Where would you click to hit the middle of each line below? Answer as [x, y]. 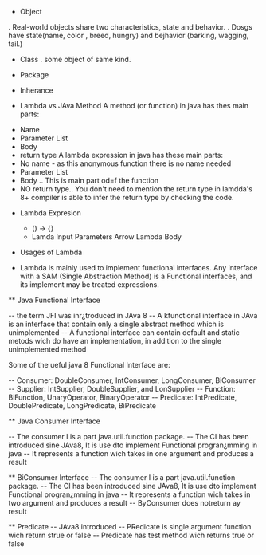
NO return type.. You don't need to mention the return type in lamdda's [136, 189]
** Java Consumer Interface [55, 421]
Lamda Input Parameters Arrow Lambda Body [106, 237]
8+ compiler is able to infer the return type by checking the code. [127, 197]
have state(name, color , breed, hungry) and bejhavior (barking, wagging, [129, 35]
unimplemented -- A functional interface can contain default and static [124, 333]
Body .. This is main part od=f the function [89, 180]
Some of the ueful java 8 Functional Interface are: [89, 365]
